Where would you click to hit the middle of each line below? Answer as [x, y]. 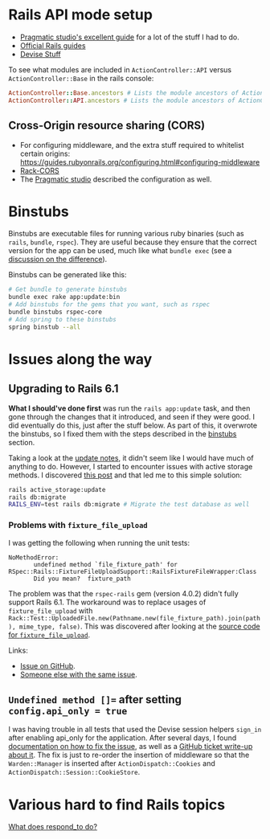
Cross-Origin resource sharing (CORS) [107, 126]
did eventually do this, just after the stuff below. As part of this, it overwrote [133, 425]
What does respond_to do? [53, 827]
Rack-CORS [40, 170]
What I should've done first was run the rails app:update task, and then [129, 408]
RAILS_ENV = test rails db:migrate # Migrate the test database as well [129, 505]
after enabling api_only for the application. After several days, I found [123, 738]
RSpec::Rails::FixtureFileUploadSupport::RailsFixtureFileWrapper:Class [133, 571]
